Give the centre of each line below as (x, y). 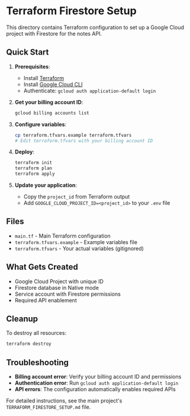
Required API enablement (46, 300)
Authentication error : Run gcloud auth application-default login (96, 383)
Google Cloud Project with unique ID (59, 281)
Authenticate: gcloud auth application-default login (90, 91)
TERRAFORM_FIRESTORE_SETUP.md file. (49, 407)
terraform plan (33, 168)
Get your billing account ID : (49, 102)
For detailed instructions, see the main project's (64, 401)
